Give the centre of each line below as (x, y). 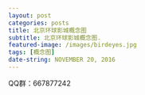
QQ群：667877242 (40, 83)
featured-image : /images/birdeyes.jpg (72, 45)
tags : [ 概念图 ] (32, 52)
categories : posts (39, 23)
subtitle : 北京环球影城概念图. (55, 38)
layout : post (30, 15)
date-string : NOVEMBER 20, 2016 (62, 60)
